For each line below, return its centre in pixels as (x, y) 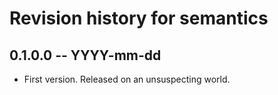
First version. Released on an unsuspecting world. (127, 79)
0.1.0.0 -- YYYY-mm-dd (85, 55)
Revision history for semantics (139, 18)
